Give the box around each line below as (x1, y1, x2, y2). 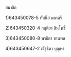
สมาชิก (5, 5, 17, 10)
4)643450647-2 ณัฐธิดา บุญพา (5, 46, 65, 51)
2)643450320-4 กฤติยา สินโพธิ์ (5, 25, 66, 31)
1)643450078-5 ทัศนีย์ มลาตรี (5, 15, 62, 21)
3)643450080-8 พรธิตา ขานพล (5, 35, 65, 41)
